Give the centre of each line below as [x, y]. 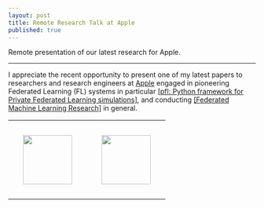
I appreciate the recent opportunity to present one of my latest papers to [125, 75]
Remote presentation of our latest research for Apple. [94, 53]
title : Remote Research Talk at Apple [71, 23]
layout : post [29, 15]
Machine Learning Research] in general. [73, 108]
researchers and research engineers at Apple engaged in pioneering [119, 83]
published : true [35, 30]
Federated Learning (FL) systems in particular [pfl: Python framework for [126, 92]
